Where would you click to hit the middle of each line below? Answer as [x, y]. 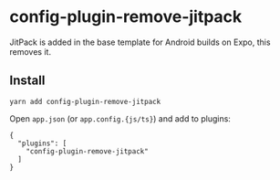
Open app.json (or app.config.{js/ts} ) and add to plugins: [120, 118]
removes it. [31, 51]
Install [27, 81]
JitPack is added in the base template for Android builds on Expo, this [140, 42]
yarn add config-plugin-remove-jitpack [85, 101]
